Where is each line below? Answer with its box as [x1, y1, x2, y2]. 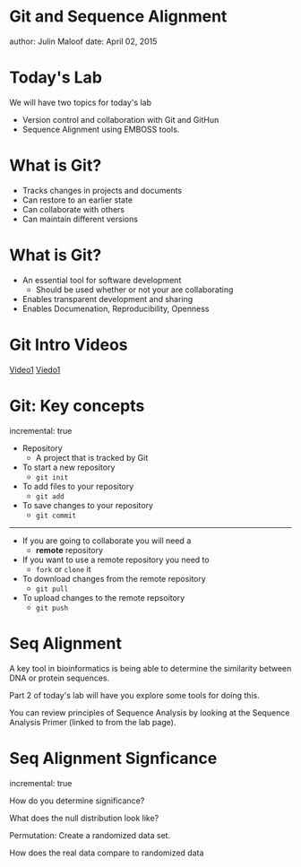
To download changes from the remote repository [21, 573, 206, 584]
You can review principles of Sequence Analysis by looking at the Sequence [9, 707, 290, 718]
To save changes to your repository [21, 499, 154, 510]
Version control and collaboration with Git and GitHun [21, 114, 219, 125]
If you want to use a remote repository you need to [21, 554, 210, 565]
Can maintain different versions [21, 213, 139, 224]
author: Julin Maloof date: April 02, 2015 [9, 36, 158, 47]
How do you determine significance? [9, 795, 145, 806]
